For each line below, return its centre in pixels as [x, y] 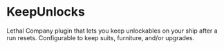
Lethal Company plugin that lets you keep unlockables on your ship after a [112, 31]
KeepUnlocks [46, 12]
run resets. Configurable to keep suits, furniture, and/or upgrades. [101, 37]
